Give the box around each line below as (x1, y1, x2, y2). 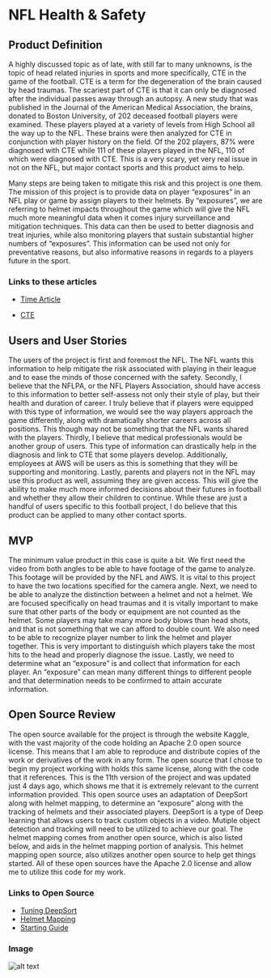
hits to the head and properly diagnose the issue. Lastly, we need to (8, 650, 235, 660)
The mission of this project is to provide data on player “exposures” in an (8, 187, 251, 196)
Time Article (19, 294, 61, 305)
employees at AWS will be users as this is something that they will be (8, 459, 239, 468)
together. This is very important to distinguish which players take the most (8, 641, 256, 651)
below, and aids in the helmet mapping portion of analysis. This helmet (8, 841, 244, 851)
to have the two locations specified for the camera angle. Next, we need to (8, 581, 257, 591)
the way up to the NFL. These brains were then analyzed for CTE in (8, 128, 232, 138)
